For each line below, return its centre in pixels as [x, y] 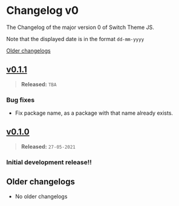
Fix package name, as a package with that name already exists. [94, 113]
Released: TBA [39, 84]
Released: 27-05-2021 [48, 146]
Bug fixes [21, 100]
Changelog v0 [42, 11]
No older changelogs [41, 196]
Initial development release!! [49, 162]
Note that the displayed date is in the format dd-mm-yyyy [75, 39]
